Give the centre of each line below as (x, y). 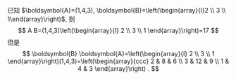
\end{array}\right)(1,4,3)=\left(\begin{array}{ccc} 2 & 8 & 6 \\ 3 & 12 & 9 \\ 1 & (118, 61)
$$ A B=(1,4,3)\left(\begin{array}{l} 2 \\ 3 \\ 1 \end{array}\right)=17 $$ (118, 31)
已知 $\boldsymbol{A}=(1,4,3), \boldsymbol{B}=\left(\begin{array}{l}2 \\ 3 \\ (117, 10)
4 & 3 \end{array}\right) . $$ (118, 68)
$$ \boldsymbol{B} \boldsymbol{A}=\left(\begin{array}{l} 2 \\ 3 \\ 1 (118, 54)
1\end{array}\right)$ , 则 (41, 19)
